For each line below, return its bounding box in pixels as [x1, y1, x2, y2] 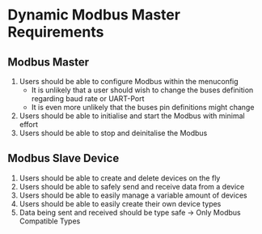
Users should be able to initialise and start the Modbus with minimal [19, 111, 245, 121]
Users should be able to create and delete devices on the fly [19, 172, 221, 183]
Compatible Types [19, 216, 81, 226]
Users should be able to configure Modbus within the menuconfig [19, 77, 239, 86]
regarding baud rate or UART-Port [31, 94, 145, 103]
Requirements [7, 23, 104, 41]
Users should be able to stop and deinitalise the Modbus [19, 128, 208, 138]
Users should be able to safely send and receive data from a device [19, 181, 245, 191]
